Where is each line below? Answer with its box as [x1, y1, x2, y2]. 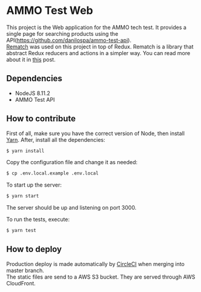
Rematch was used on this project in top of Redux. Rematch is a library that [6, 43, 194, 50]
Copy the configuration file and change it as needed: [6, 159, 138, 166]
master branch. [6, 267, 44, 274]
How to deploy [6, 244, 62, 254]
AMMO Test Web [6, 4, 94, 18]
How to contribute [6, 113, 76, 124]
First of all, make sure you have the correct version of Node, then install [6, 130, 185, 137]
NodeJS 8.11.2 [15, 89, 50, 97]
